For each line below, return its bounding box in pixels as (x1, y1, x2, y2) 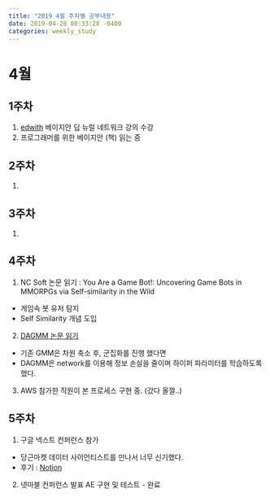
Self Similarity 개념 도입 (20, 313, 98, 323)
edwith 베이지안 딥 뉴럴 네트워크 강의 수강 (20, 123, 155, 133)
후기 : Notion (20, 462, 63, 472)
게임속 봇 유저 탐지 (20, 303, 80, 313)
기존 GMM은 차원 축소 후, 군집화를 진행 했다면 (20, 347, 167, 358)
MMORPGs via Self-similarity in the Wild (20, 286, 155, 296)
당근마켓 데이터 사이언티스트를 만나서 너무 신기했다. (20, 452, 184, 462)
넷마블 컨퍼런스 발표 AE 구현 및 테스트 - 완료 (20, 479, 161, 489)
